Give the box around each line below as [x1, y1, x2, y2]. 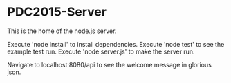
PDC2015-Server [7, 4, 107, 20]
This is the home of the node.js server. [7, 27, 117, 35]
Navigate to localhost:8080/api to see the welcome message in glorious [7, 60, 212, 69]
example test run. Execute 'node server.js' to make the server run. [7, 47, 195, 56]
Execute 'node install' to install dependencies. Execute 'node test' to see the [7, 40, 225, 48]
